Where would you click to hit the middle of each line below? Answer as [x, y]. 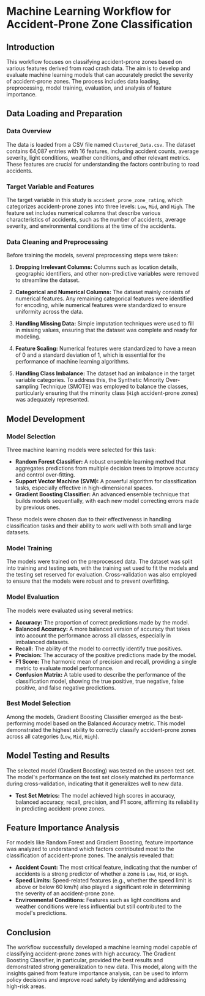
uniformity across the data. [49, 312]
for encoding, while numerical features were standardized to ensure [101, 305]
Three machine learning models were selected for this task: [81, 449]
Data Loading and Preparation [64, 114]
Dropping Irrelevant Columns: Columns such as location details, [97, 267]
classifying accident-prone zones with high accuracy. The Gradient [91, 954]
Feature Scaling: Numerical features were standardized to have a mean [106, 349]
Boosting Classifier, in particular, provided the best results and [85, 960]
